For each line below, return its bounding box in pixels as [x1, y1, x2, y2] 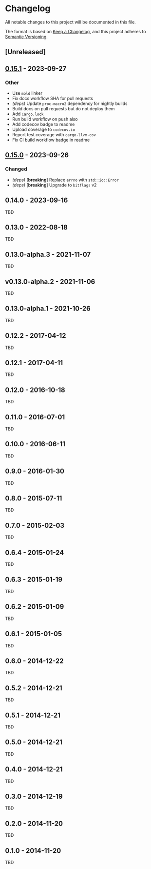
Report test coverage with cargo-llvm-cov [12, 132, 96, 138]
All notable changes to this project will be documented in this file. [5, 19, 136, 25]
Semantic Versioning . [5, 34, 48, 40]
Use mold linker [12, 90, 43, 96]
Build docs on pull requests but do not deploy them [12, 106, 115, 112]
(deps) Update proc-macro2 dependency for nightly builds [12, 101, 128, 106]
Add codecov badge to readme [12, 122, 75, 127]
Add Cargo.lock [12, 111, 44, 117]
